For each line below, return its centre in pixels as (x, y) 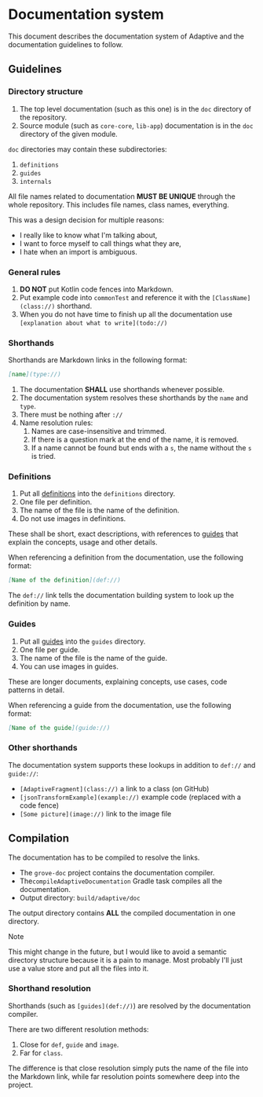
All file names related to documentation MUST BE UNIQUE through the (122, 196)
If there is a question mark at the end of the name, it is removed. (135, 440)
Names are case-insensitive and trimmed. (99, 431)
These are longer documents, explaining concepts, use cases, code (118, 681)
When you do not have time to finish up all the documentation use (126, 314)
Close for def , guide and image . (69, 1044)
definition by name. (39, 604)
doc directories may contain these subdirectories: (88, 149)
